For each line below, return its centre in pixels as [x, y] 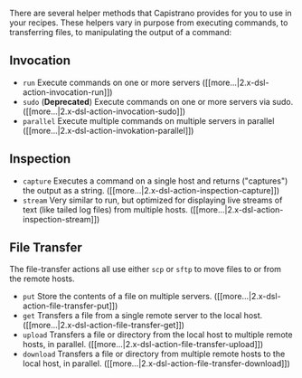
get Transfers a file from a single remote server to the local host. [142, 316]
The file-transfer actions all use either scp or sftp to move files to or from [146, 269]
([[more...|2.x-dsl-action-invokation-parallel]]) [108, 130]
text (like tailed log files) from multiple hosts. [105, 209]
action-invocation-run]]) [67, 92]
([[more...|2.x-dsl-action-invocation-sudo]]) [104, 111]
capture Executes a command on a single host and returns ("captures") [155, 181]
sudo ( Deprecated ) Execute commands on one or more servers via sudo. [158, 101]
